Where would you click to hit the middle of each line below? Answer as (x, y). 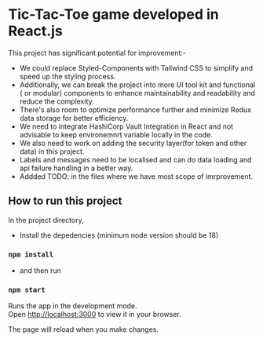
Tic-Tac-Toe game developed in (113, 15)
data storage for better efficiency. (74, 118)
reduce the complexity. (57, 101)
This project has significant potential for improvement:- (97, 53)
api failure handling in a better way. (76, 168)
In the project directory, (46, 220)
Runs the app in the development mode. (73, 306)
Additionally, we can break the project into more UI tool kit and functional (137, 85)
